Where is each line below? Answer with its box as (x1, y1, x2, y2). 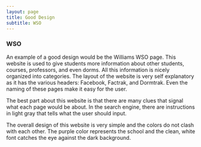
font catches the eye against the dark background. (6, 134, 131, 141)
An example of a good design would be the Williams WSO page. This (6, 53, 176, 61)
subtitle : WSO (6, 20, 42, 26)
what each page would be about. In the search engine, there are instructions (6, 103, 195, 110)
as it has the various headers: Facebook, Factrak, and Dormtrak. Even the (6, 79, 188, 86)
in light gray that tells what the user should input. (6, 109, 127, 117)
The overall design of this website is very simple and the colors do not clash (6, 121, 194, 128)
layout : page (6, 8, 39, 15)
